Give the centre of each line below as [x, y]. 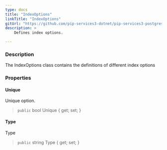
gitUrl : [13, 24]
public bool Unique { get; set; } [49, 110]
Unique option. [20, 101]
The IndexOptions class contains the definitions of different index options [80, 65]
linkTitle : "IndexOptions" [33, 19]
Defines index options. [39, 33]
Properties [18, 78]
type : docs [16, 10]
